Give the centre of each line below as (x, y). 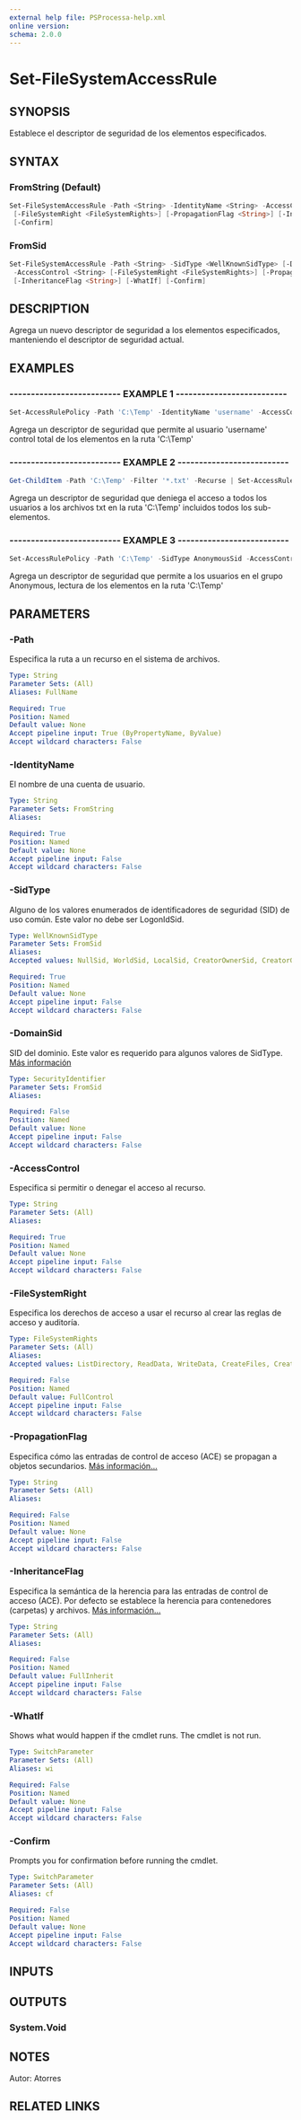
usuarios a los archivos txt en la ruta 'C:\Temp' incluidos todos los (131, 507)
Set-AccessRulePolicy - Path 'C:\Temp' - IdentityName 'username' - (136, 413)
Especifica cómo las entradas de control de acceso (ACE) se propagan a (143, 1456)
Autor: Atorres (35, 2078)
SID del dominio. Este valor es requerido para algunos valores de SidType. (146, 1052)
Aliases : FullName (43, 692)
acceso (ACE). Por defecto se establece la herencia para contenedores (140, 1600)
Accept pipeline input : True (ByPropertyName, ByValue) (116, 734)
